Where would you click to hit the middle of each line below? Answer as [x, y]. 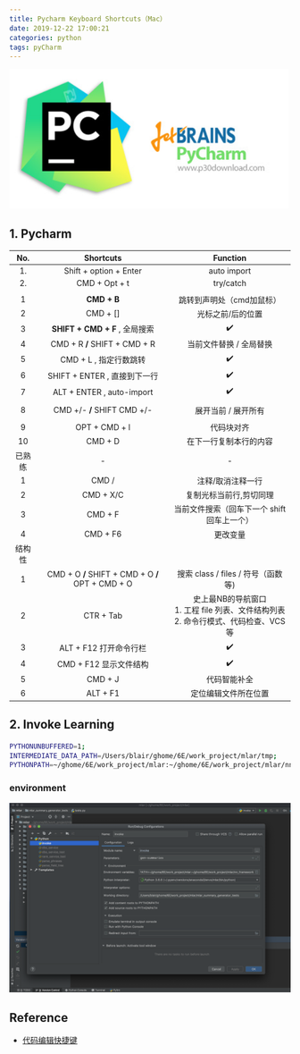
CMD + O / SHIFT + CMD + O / [103, 574]
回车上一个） [230, 520]
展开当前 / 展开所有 [230, 410]
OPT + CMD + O [103, 584]
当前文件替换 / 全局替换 [230, 344]
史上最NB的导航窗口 [230, 599]
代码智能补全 [230, 679]
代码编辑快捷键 [50, 1040]
